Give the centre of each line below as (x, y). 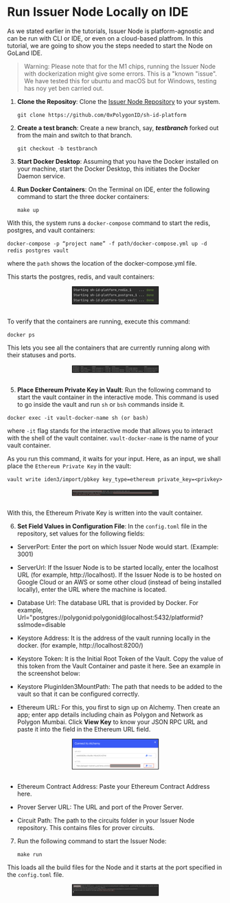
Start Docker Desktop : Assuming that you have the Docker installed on (117, 161)
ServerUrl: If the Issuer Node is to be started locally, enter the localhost (117, 567)
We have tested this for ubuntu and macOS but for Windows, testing (120, 81)
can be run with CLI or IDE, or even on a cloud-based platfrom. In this (105, 38)
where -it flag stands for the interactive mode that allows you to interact (110, 430)
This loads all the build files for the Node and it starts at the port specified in (115, 867)
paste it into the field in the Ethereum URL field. (84, 729)
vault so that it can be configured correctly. (78, 694)
